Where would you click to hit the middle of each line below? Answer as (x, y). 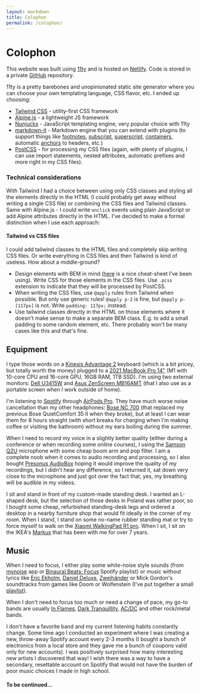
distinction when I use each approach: (53, 222)
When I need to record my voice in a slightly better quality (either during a (97, 438)
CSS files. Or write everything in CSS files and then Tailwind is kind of (92, 255)
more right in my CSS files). (49, 162)
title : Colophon (26, 17)
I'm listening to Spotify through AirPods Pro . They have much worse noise (97, 401)
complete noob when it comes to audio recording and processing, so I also (98, 457)
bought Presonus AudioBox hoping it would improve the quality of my (92, 463)
